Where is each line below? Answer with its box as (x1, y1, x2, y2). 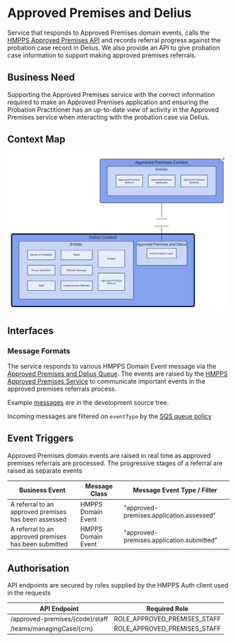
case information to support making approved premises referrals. (7, 51, 197, 59)
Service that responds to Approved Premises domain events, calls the (7, 28, 210, 37)
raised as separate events (7, 466, 83, 475)
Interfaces (7, 324, 54, 337)
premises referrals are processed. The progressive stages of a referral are (7, 459, 223, 467)
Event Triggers (7, 432, 74, 445)
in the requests (7, 589, 51, 597)
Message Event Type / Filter (133, 486, 217, 494)
